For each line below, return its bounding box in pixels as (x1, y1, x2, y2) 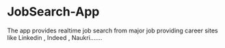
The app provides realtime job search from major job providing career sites (7, 26, 218, 34)
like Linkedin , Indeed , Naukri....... (7, 33, 103, 41)
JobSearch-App (7, 4, 100, 20)
